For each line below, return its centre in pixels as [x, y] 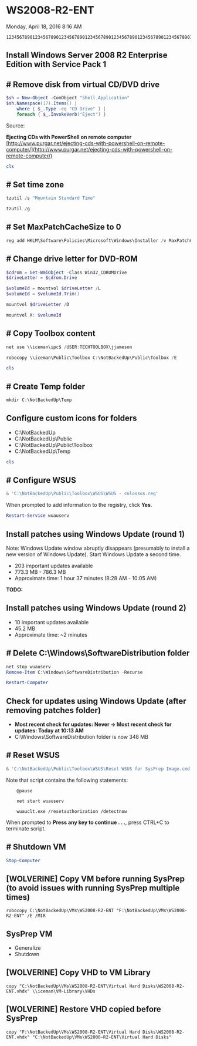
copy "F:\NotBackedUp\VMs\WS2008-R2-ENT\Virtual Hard [73, 1032]
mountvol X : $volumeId [34, 315]
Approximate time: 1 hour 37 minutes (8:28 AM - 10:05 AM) [86, 579]
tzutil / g [18, 209]
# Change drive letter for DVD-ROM [72, 259]
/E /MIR [36, 916]
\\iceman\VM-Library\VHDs [64, 991]
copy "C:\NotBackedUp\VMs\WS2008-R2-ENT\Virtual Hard [73, 986]
